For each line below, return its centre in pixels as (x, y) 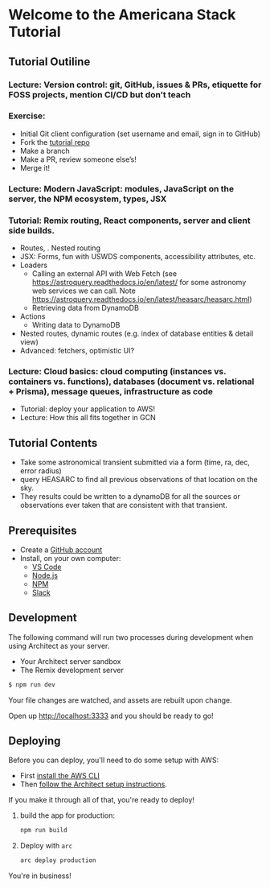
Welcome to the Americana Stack (122, 15)
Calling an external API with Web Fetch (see (104, 274)
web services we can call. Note (84, 291)
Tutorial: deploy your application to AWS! (87, 409)
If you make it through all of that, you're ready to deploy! (102, 800)
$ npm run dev (32, 685)
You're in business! (40, 876)
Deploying (35, 741)
